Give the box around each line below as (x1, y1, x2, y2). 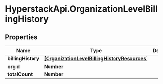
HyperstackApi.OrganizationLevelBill (5, 3, 158, 14)
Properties (5, 33, 38, 41)
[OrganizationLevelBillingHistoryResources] (44, 56, 148, 62)
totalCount (7, 71, 33, 78)
